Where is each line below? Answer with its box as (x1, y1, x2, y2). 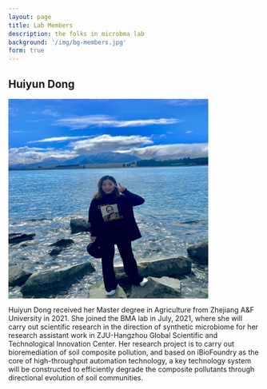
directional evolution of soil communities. (8, 372, 144, 383)
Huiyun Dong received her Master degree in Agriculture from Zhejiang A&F (8, 304, 254, 315)
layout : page (8, 13, 52, 21)
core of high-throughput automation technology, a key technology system (8, 355, 252, 365)
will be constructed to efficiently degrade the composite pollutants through (8, 364, 255, 374)
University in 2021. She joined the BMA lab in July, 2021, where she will (8, 313, 242, 323)
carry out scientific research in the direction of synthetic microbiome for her (8, 322, 258, 331)
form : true (8, 46, 45, 55)
